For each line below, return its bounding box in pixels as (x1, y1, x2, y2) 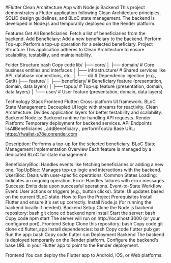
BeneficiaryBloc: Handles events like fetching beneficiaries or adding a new (5, 161, 164, 167)
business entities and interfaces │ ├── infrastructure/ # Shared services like (5, 67, 166, 73)
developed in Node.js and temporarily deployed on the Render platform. (5, 20, 156, 26)
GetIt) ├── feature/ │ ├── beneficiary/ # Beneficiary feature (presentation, (5, 78, 163, 84)
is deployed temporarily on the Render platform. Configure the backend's (5, 237, 159, 243)
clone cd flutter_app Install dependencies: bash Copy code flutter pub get (5, 226, 160, 232)
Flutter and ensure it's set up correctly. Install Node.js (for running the (5, 199, 152, 205)
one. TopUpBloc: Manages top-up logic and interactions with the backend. (5, 167, 162, 173)
